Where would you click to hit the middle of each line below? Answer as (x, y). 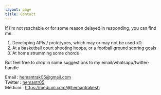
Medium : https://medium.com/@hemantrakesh (52, 87)
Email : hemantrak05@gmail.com (38, 77)
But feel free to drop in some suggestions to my (53, 62)
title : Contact (20, 14)
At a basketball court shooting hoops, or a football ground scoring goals (84, 48)
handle (12, 67)
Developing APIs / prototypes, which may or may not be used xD (77, 42)
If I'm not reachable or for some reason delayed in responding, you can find (81, 28)
